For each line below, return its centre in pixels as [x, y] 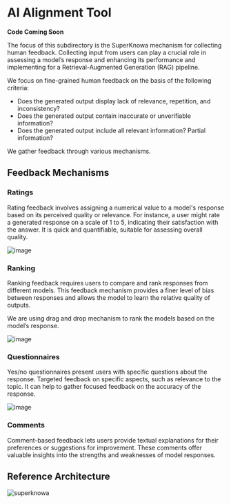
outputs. [19, 305]
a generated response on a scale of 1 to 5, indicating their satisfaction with [113, 222]
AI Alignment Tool [59, 13]
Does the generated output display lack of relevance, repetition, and [114, 101]
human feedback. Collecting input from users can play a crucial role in [107, 52]
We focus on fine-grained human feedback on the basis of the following [109, 80]
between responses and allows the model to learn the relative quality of [109, 297]
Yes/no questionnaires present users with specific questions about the [107, 372]
